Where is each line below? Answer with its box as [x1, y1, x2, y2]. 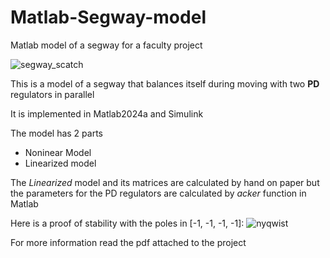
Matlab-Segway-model [10, 6, 207, 29]
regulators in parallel [10, 88, 95, 100]
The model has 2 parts [10, 127, 103, 139]
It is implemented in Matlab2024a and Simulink [10, 107, 204, 120]
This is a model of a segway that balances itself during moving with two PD [10, 77, 320, 90]
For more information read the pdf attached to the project [10, 236, 247, 248]
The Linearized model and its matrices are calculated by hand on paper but [10, 176, 320, 188]
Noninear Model [24, 146, 92, 158]
